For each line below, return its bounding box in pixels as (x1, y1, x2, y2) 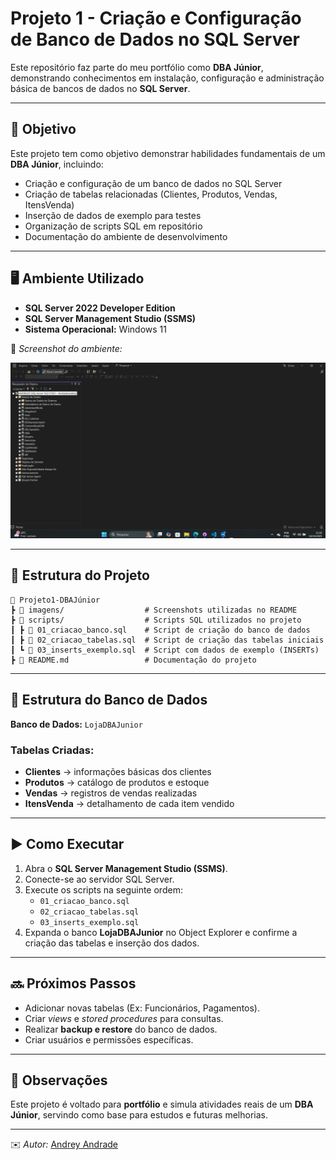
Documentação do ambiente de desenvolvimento (24, 230, 228, 242)
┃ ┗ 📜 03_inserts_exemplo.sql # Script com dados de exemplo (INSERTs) (10, 645, 320, 655)
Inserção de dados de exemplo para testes (24, 209, 202, 221)
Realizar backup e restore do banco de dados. (24, 1023, 218, 1035)
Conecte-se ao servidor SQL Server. (24, 873, 175, 885)
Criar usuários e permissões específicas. (24, 1033, 194, 1046)
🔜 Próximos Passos (10, 975, 137, 992)
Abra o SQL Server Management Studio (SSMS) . (24, 862, 228, 874)
